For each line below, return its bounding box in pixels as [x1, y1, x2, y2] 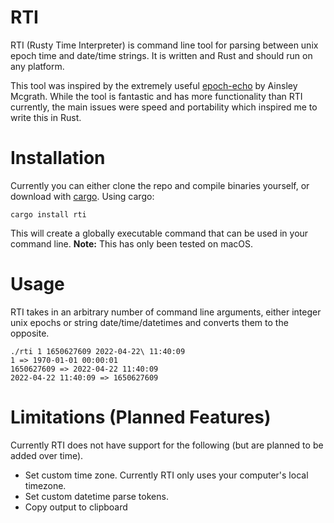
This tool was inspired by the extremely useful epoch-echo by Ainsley [10, 79, 298, 91]
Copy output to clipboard [24, 501, 128, 513]
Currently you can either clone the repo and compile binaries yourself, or [10, 179, 310, 191]
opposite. [10, 327, 50, 339]
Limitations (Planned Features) [10, 406, 272, 428]
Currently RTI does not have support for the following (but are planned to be [10, 439, 324, 451]
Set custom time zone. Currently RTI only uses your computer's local [24, 469, 309, 481]
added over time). [10, 449, 84, 461]
